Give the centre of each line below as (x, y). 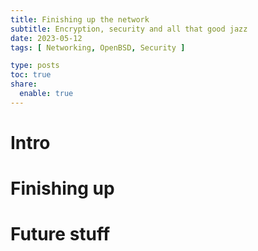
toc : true (31, 75)
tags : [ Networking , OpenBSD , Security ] (98, 47)
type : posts (35, 66)
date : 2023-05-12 (46, 38)
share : (24, 84)
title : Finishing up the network (80, 19)
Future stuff (60, 234)
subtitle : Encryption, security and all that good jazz (129, 29)
